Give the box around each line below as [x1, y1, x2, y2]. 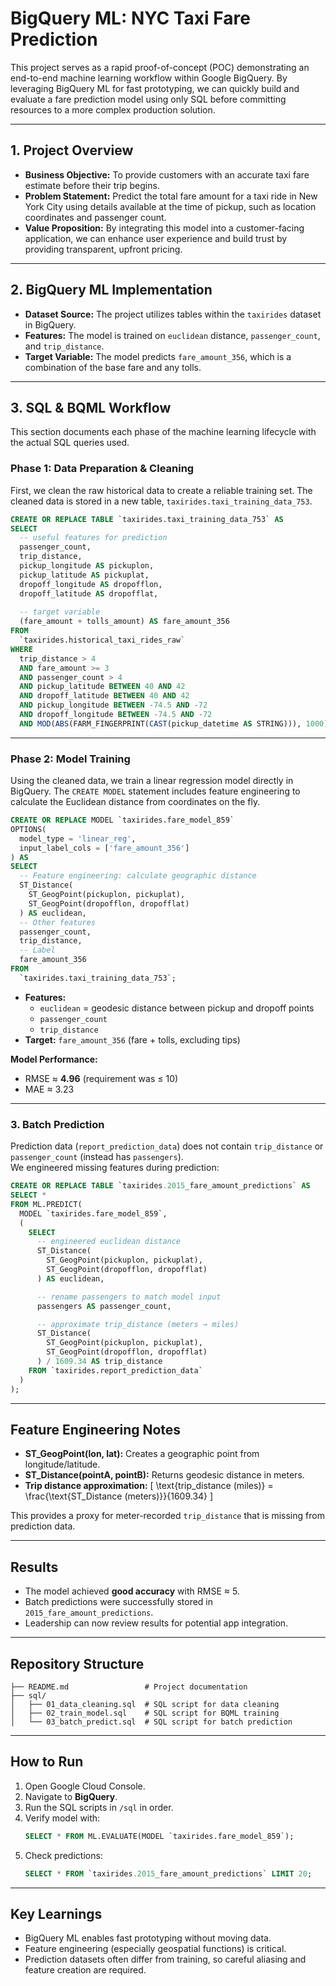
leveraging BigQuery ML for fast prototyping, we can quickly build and [10, 82, 300, 94]
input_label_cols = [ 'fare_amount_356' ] [19, 843, 190, 853]
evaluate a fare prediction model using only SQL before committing [10, 93, 287, 105]
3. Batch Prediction [10, 1117, 105, 1131]
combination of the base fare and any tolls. [24, 361, 202, 373]
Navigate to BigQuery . [24, 1790, 118, 1802]
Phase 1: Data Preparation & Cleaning [10, 462, 195, 476]
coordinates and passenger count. [24, 211, 167, 223]
